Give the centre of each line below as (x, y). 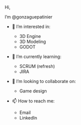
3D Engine (30, 36)
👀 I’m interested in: (31, 26)
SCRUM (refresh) (37, 66)
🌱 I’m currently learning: (36, 56)
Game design (33, 91)
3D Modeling (32, 41)
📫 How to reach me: (33, 101)
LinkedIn (28, 118)
